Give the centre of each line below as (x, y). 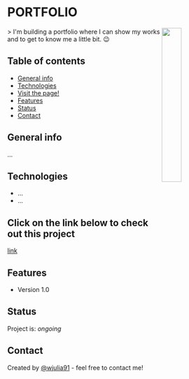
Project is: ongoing (34, 328)
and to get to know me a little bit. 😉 (58, 39)
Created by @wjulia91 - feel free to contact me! (75, 367)
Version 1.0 (33, 290)
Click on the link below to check (78, 223)
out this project (41, 233)
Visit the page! (38, 93)
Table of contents (46, 61)
